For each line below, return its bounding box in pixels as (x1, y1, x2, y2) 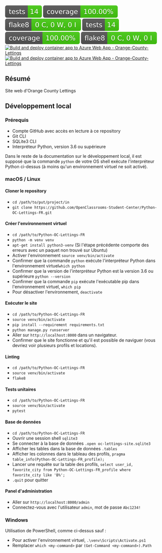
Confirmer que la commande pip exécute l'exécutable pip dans (12, 278, 139, 284)
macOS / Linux (5, 175, 41, 182)
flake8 (12, 376, 26, 381)
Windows (5, 517, 28, 524)
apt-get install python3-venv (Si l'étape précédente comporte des (12, 242, 149, 248)
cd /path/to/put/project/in (12, 200, 69, 204)
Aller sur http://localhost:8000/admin (12, 499, 90, 505)
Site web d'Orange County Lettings (5, 87, 76, 93)
